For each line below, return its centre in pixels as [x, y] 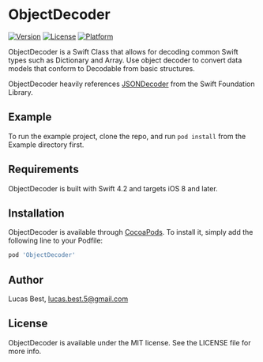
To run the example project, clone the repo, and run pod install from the [127, 136]
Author [26, 279]
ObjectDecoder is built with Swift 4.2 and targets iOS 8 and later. [113, 188]
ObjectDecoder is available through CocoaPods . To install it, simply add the [131, 232]
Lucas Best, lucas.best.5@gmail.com [68, 299]
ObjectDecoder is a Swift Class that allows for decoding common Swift [123, 51]
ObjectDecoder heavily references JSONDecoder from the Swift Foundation [131, 84]
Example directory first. [46, 145]
